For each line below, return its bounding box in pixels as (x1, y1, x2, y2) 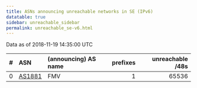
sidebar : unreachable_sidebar (6, 19, 80, 25)
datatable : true (6, 14, 46, 20)
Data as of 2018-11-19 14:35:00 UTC (6, 41, 93, 48)
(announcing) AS (47, 55, 96, 63)
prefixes (111, 59, 136, 67)
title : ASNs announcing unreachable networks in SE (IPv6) (6, 8, 154, 15)
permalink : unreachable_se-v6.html (6, 25, 93, 31)
